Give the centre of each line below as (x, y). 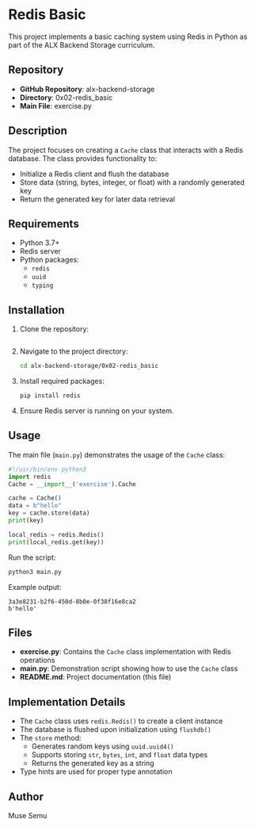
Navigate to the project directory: (74, 351)
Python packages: (49, 260)
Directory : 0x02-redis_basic (66, 98)
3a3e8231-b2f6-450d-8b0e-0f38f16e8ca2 (72, 601)
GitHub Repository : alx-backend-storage (87, 89)
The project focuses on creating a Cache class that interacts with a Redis (126, 150)
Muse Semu (28, 815)
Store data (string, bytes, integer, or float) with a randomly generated (132, 182)
